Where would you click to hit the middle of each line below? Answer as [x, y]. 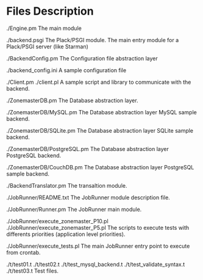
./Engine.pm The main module [44, 28]
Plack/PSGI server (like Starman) [47, 46]
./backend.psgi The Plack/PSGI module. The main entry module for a [93, 40]
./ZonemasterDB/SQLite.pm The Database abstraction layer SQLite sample [100, 130]
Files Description [50, 11]
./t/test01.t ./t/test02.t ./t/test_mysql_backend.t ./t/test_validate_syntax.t [96, 264]
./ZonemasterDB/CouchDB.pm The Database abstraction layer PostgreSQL [100, 167]
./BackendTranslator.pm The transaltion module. [67, 185]
